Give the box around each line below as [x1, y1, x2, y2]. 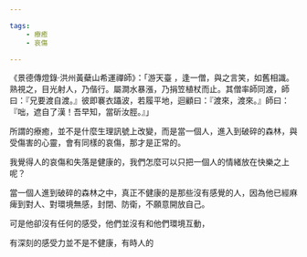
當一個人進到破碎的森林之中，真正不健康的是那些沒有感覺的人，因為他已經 [9, 188, 290, 199]
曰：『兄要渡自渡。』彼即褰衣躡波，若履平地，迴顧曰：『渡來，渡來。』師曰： [9, 95, 290, 106]
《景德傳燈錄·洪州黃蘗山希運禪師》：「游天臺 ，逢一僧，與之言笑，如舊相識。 [9, 72, 294, 83]
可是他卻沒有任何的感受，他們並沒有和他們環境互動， [9, 218, 210, 229]
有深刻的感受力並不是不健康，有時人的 [9, 238, 153, 249]
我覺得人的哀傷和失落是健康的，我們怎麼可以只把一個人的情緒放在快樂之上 [9, 157, 290, 168]
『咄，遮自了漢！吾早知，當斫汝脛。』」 [9, 107, 153, 118]
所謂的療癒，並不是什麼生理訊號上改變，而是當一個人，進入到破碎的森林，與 [9, 126, 298, 137]
